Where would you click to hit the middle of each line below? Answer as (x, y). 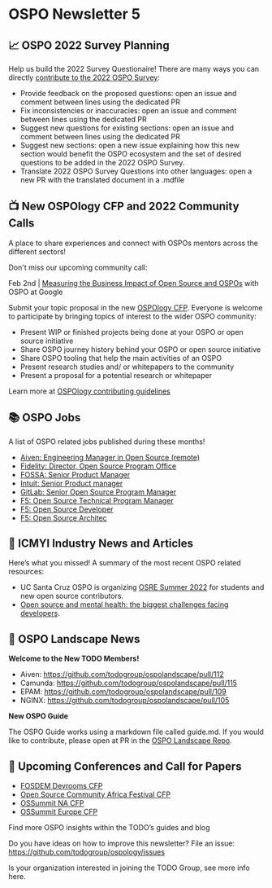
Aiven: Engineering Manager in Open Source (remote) (110, 457)
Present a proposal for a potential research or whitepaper (116, 375)
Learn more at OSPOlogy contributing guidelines (89, 391)
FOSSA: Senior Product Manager (75, 474)
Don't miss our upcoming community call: (78, 267)
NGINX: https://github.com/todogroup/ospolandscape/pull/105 (125, 701)
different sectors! (37, 251)
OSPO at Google (36, 292)
